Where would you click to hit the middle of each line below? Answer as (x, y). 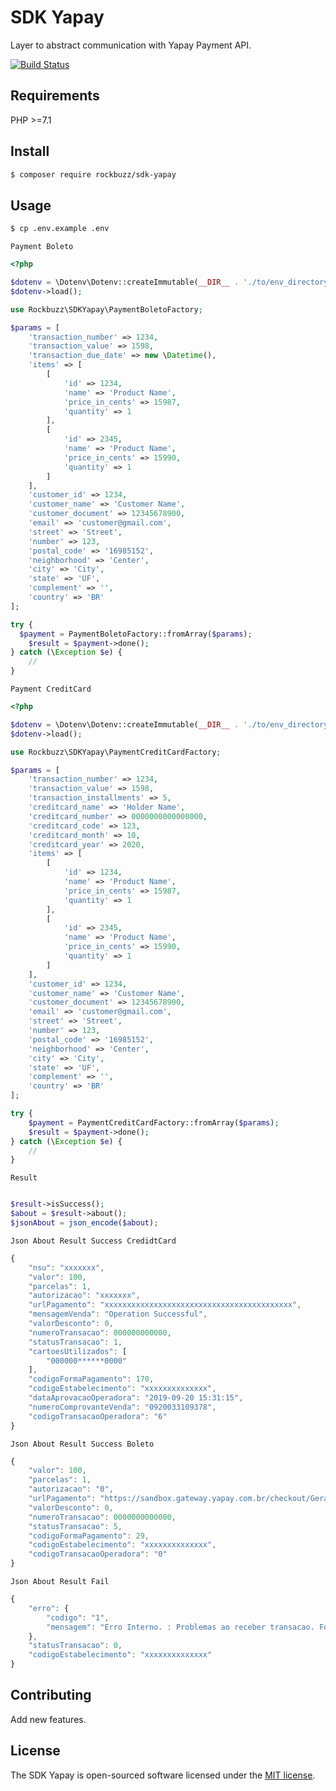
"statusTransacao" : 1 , (75, 1342)
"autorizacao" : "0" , (71, 1489)
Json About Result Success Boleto (82, 1444)
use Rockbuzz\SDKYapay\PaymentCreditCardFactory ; (116, 752)
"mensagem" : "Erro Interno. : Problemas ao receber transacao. (180, 1627)
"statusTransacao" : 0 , (75, 1646)
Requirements (55, 96)
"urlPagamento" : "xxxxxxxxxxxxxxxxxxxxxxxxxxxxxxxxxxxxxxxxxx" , (165, 1305)
